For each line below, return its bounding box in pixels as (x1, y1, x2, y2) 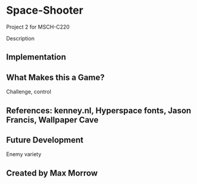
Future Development (6, 135, 84, 145)
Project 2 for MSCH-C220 (6, 23, 70, 30)
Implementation (6, 52, 67, 63)
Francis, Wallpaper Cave (6, 114, 99, 125)
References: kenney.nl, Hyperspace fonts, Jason (6, 105, 192, 116)
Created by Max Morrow (6, 168, 98, 178)
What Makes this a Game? (6, 72, 105, 82)
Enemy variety (6, 151, 42, 158)
